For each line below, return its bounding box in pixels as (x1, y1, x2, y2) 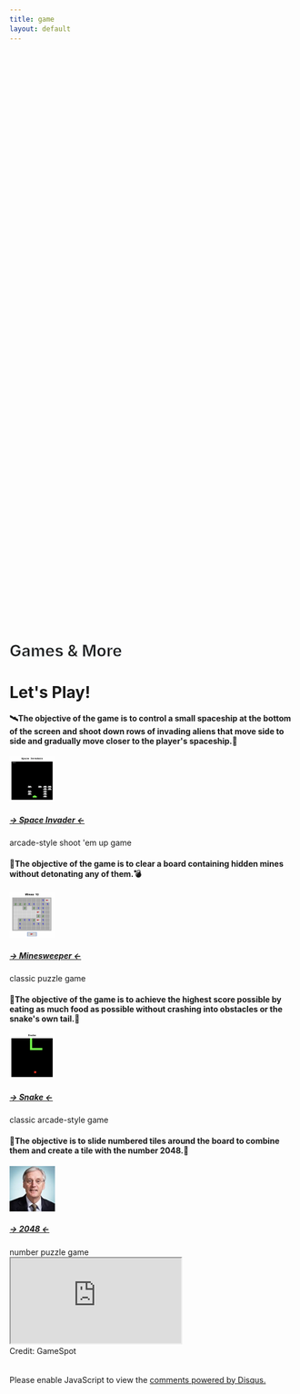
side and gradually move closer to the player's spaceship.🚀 (9, 736, 238, 747)
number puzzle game (9, 1246, 89, 1258)
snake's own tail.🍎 (9, 1013, 80, 1024)
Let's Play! (9, 682, 91, 702)
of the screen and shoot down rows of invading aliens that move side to (9, 726, 285, 737)
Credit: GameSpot (9, 1345, 77, 1356)
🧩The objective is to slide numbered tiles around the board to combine (9, 1135, 280, 1146)
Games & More (9, 641, 123, 661)
